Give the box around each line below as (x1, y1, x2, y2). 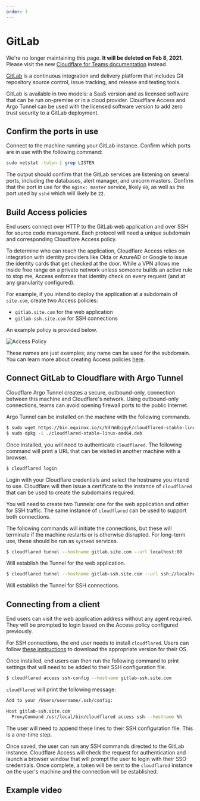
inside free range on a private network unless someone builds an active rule (6, 266, 192, 273)
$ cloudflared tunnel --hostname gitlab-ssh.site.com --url (6, 571, 159, 577)
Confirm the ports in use (6, 126, 99, 136)
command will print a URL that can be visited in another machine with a (6, 447, 180, 454)
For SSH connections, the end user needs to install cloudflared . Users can (6, 639, 189, 646)
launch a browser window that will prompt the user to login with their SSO (6, 755, 186, 762)
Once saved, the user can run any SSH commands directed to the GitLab (6, 743, 185, 750)
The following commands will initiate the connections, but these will (6, 525, 172, 532)
